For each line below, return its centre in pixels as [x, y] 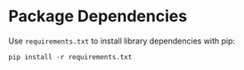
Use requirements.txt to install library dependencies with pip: [122, 41]
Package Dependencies [98, 16]
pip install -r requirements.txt [70, 57]
